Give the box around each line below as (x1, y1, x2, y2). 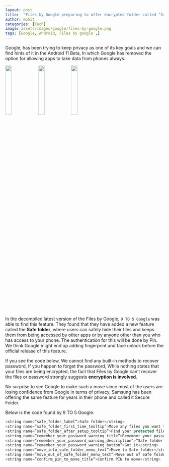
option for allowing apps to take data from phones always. (5, 56, 126, 61)
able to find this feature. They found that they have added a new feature (5, 321, 154, 327)
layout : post (5, 7, 33, 13)
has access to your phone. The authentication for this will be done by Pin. (5, 337, 157, 343)
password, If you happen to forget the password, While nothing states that (5, 363, 159, 369)
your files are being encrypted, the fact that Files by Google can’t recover (5, 369, 157, 374)
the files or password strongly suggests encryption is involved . (5, 374, 137, 380)
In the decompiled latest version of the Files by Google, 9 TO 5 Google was (5, 316, 160, 322)
